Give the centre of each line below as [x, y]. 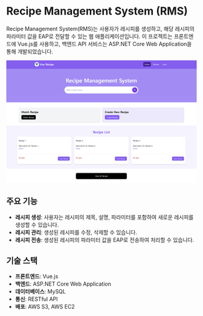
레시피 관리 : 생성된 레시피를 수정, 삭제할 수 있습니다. [76, 232]
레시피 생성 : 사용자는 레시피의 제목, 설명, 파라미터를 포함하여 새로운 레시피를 [104, 217]
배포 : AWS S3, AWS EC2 [45, 307]
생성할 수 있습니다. [37, 224]
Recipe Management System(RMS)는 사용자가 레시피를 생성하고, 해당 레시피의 [101, 29]
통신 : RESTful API [37, 299]
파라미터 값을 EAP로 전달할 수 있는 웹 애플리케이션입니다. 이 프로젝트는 [90, 36]
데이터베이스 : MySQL [40, 292]
